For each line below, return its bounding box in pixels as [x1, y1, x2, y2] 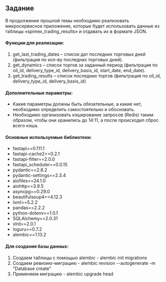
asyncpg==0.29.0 [12, 189, 50, 195]
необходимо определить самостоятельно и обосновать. [12, 107, 136, 113]
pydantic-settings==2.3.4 [12, 172, 66, 179]
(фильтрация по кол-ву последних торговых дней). [12, 57, 123, 63]
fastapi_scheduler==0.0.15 [12, 162, 68, 168]
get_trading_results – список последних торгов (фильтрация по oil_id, [12, 73, 161, 79]
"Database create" [12, 265, 52, 271]
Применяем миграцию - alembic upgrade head [12, 271, 114, 277]
